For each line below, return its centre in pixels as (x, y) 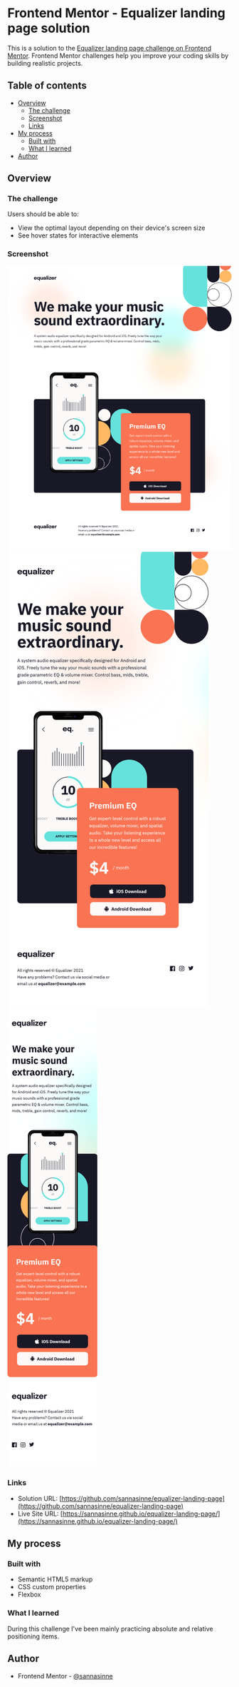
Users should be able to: (43, 214)
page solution (49, 28)
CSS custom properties (52, 1587)
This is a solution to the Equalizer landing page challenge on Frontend (110, 48)
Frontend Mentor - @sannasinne (65, 1676)
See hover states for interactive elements (78, 235)
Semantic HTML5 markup (55, 1579)
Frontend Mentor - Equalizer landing (117, 13)
